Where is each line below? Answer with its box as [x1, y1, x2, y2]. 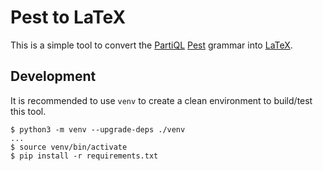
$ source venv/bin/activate [10, 142, 128, 152]
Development [10, 68, 97, 85]
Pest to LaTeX [10, 6, 127, 29]
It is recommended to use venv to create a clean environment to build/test [10, 94, 313, 106]
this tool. [10, 105, 47, 117]
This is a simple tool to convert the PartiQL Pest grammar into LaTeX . [10, 39, 293, 51]
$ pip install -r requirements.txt [10, 151, 159, 161]
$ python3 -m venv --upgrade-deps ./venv [10, 124, 186, 135]
